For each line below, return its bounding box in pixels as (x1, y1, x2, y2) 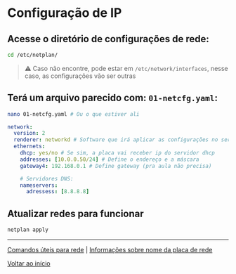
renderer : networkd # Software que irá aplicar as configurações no (13, 136, 218, 143)
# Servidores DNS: (20, 175, 74, 182)
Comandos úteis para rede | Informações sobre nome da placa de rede (7, 246, 213, 254)
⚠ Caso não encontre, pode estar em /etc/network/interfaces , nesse (24, 64, 228, 72)
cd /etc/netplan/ (7, 51, 58, 58)
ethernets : (13, 143, 46, 150)
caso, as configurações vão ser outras (24, 72, 136, 80)
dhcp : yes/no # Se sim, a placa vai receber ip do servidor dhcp (20, 150, 216, 157)
